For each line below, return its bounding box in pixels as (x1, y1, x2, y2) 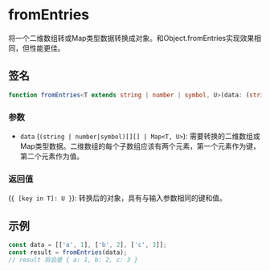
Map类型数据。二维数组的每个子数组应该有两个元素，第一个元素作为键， (19, 141, 260, 150)
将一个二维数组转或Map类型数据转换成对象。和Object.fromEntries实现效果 (8, 33, 255, 43)
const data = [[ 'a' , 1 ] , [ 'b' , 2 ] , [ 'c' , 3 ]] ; (8, 241, 167, 249)
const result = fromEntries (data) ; (8, 248, 128, 257)
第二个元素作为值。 (19, 151, 84, 161)
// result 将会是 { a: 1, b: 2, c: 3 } (8, 256, 138, 264)
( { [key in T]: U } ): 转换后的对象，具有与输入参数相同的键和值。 (8, 193, 227, 203)
